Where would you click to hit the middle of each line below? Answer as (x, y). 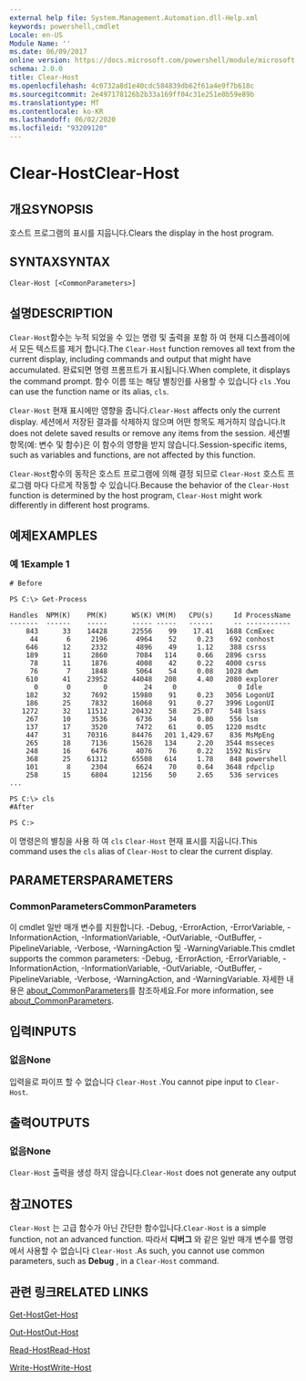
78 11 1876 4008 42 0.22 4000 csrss (148, 664)
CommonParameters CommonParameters (103, 906)
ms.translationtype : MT (55, 103)
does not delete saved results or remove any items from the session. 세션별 (150, 433)
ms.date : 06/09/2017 (49, 52)
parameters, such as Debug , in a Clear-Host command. (114, 1261)
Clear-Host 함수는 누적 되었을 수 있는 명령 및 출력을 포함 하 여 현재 (127, 337)
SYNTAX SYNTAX (60, 262)
